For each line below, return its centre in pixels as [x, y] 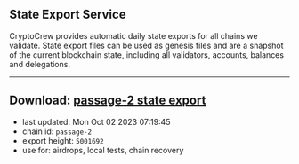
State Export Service [68, 15]
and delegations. [40, 64]
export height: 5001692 [63, 140]
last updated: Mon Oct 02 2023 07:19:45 [96, 121]
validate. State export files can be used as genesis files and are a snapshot [146, 45]
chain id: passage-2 [57, 131]
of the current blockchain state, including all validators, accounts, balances [147, 55]
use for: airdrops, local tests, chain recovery [103, 150]
